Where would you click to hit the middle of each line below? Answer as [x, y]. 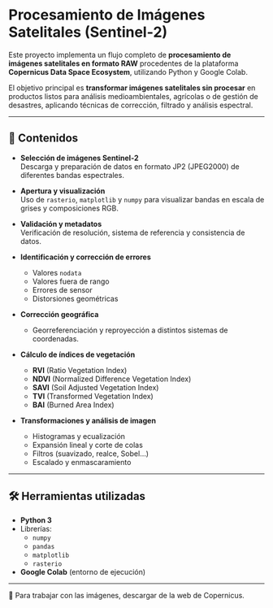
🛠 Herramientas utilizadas [77, 496]
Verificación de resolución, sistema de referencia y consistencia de [132, 232]
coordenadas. [56, 338]
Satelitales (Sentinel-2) [88, 32]
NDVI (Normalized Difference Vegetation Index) [112, 379]
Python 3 [36, 520]
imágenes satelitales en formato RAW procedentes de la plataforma [123, 63]
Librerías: [36, 528]
